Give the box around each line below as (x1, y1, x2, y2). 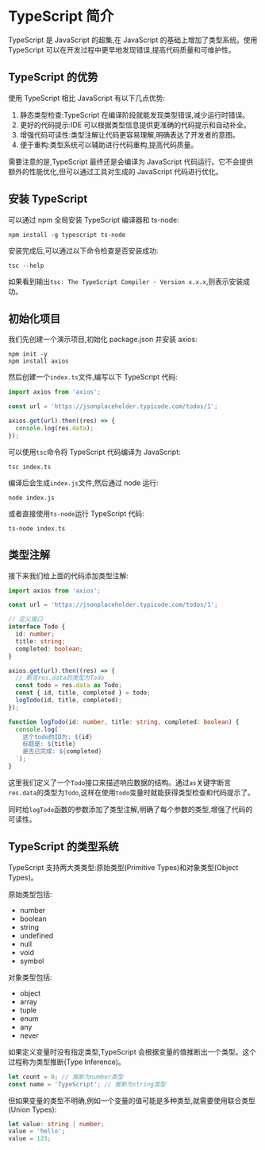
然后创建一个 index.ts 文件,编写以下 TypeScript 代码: (8, 372, 178, 382)
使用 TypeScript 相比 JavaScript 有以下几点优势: (8, 93, 165, 103)
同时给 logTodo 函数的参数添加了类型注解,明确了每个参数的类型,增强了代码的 (8, 804, 253, 814)
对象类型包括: (8, 972, 53, 982)
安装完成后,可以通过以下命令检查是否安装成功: (8, 246, 159, 255)
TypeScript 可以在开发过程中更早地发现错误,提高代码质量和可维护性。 (8, 45, 236, 54)
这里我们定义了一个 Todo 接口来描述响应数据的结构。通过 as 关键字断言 (8, 777, 232, 787)
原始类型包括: (8, 889, 53, 899)
